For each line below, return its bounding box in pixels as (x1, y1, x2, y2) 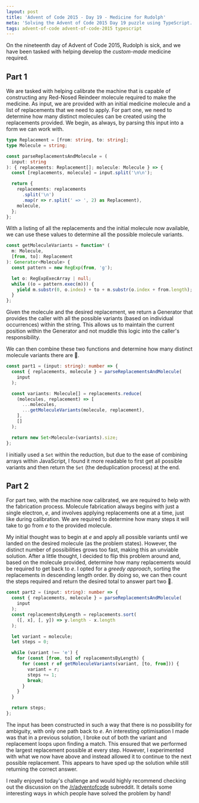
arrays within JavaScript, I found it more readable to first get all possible (6, 457, 182, 464)
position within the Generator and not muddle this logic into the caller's (6, 327, 180, 334)
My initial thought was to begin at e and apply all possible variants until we (6, 534, 188, 541)
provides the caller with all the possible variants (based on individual (6, 315, 174, 322)
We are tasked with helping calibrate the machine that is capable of (6, 88, 171, 95)
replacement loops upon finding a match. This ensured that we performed (6, 740, 187, 747)
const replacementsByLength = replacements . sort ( (11, 612, 137, 618)
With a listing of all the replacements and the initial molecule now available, (6, 225, 190, 232)
